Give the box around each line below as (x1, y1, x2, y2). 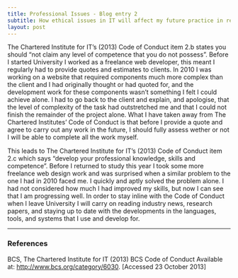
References (7, 238, 48, 248)
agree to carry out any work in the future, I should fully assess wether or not (7, 125, 229, 134)
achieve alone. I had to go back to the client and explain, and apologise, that (7, 95, 229, 104)
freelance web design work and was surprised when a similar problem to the (7, 169, 231, 178)
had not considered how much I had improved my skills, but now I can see (7, 185, 224, 193)
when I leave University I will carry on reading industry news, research (7, 199, 212, 208)
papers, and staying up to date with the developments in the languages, (7, 207, 217, 216)
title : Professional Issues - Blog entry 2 (7, 10, 138, 18)
